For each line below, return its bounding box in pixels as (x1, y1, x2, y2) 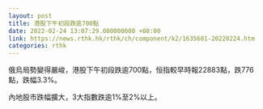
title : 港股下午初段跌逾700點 (8, 19, 100, 27)
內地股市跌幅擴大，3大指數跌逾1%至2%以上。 (8, 92, 162, 102)
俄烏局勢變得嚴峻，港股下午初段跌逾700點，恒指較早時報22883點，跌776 (8, 65, 254, 75)
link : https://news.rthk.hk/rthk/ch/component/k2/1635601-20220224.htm (8, 34, 255, 43)
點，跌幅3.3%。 (8, 75, 62, 85)
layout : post (8, 11, 53, 20)
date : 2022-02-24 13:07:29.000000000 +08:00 (8, 27, 161, 35)
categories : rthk (8, 42, 67, 50)
